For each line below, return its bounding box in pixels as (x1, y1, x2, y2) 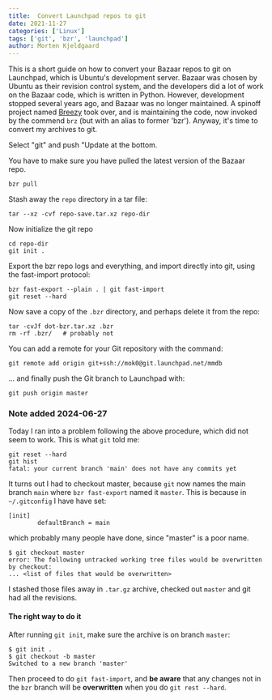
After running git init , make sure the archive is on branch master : (8, 630, 231, 639)
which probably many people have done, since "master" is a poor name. (8, 533, 249, 543)
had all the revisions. (8, 593, 78, 603)
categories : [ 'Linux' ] (8, 27, 85, 35)
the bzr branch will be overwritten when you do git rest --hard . (8, 682, 227, 692)
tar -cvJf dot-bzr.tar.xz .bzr (8, 322, 114, 331)
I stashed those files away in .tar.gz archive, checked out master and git (8, 584, 251, 594)
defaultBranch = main (37, 519, 111, 527)
